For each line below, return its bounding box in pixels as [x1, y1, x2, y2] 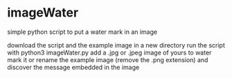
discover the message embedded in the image [7, 63, 140, 71]
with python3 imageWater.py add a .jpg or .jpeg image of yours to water [7, 48, 212, 57]
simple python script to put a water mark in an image [7, 28, 158, 36]
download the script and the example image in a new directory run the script [7, 41, 225, 49]
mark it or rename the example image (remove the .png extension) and [7, 55, 208, 64]
